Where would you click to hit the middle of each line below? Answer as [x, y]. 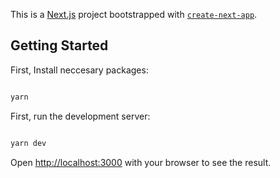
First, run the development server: [80, 116]
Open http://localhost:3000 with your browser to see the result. [141, 162]
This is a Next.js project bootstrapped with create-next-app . [134, 14]
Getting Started [59, 45]
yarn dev [28, 143]
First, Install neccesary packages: [79, 70]
